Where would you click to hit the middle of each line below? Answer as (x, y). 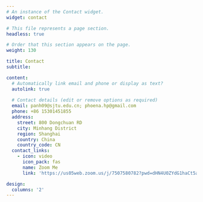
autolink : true (31, 89)
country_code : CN (39, 145)
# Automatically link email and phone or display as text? (88, 83)
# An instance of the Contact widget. (55, 12)
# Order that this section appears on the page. (69, 45)
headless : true (25, 34)
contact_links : (31, 151)
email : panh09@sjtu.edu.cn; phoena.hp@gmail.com (74, 106)
